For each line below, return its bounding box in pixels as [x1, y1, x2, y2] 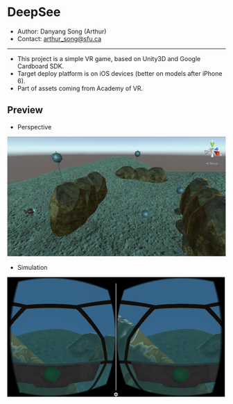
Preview [7, 104, 44, 116]
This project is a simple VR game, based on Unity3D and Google [17, 54, 201, 63]
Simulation [17, 264, 48, 272]
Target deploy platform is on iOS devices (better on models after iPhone [17, 69, 223, 77]
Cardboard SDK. [17, 62, 64, 70]
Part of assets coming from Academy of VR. [17, 84, 144, 92]
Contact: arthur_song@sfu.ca [17, 34, 102, 42]
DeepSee [7, 4, 61, 20]
